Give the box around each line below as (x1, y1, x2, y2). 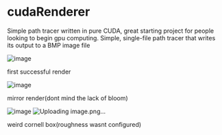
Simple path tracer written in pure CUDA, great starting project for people (7, 27, 214, 35)
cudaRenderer (7, 4, 90, 20)
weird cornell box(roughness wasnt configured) (7, 120, 142, 128)
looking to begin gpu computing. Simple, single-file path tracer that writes (7, 33, 216, 42)
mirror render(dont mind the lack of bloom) (7, 93, 128, 102)
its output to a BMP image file (7, 41, 90, 49)
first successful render (7, 67, 71, 76)
